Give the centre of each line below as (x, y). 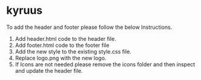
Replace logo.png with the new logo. (61, 58)
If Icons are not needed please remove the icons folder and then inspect (105, 64)
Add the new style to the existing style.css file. (73, 51)
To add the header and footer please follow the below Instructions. (89, 27)
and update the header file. (49, 70)
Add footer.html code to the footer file (62, 45)
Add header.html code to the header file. (65, 38)
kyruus (25, 11)
